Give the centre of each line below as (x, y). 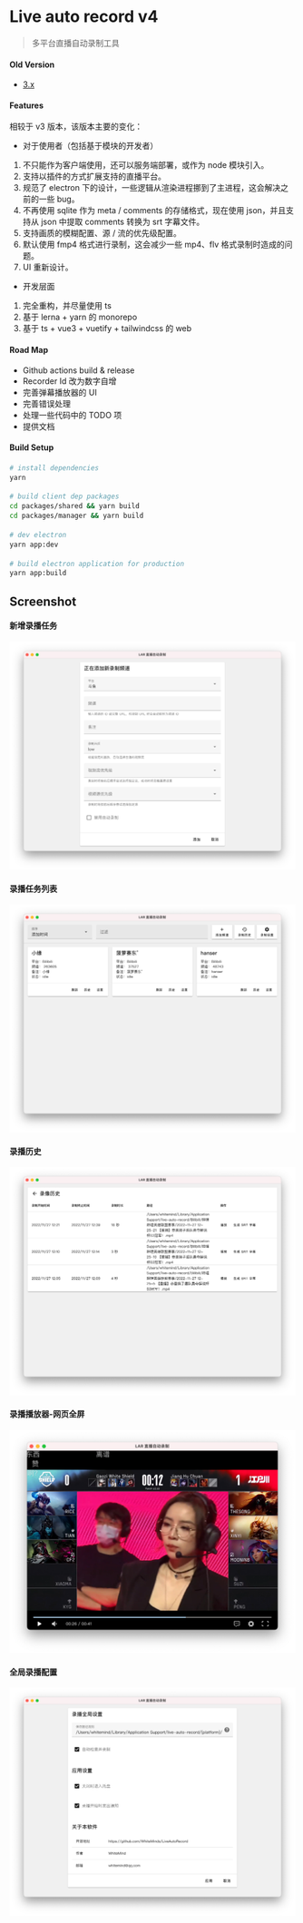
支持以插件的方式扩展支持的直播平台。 (94, 177)
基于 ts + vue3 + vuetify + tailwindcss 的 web (107, 329)
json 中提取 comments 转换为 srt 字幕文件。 (122, 222)
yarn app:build (38, 574)
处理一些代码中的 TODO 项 (72, 415)
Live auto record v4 (84, 17)
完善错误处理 (46, 403)
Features (26, 105)
